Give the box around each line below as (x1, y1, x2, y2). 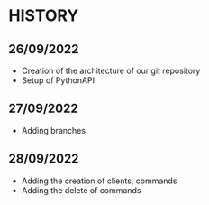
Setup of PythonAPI (21, 75, 95, 86)
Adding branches (21, 125, 86, 135)
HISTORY (8, 5, 79, 26)
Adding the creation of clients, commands (21, 175, 177, 186)
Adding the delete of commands (21, 184, 141, 195)
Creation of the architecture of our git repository (21, 65, 201, 76)
